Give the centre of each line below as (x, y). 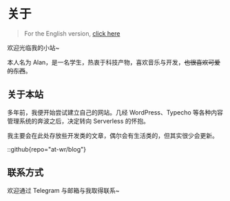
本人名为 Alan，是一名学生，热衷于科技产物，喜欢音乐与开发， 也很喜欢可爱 (114, 62)
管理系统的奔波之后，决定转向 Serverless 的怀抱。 (79, 121)
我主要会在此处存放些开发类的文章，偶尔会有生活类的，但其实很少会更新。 (113, 135)
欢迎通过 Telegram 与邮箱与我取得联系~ (63, 190)
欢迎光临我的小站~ (33, 47)
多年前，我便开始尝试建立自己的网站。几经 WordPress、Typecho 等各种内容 (115, 112)
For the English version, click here (72, 33)
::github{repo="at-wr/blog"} (47, 149)
